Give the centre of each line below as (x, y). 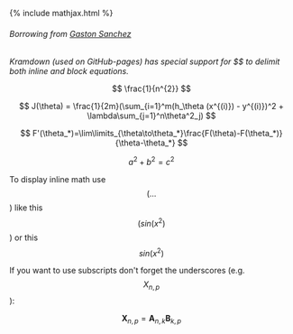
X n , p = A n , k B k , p (151, 319)
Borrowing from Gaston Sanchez (70, 33)
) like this (26, 208)
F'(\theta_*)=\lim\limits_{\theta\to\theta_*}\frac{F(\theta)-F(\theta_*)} (158, 134)
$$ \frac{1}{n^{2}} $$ (151, 88)
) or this (24, 237)
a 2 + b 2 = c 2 (151, 161)
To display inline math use (58, 179)
